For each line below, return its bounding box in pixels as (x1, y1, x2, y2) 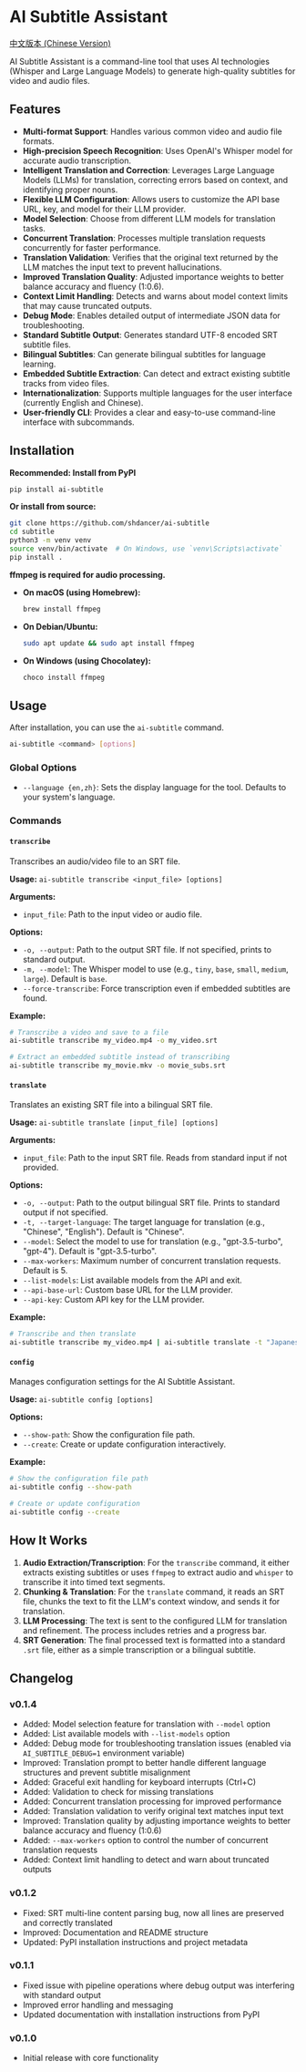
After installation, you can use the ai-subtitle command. (9, 722, 225, 733)
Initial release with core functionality (22, 2053, 159, 2064)
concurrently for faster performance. (22, 242, 161, 253)
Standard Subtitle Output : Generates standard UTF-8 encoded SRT (22, 329, 279, 340)
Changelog (9, 1670, 74, 1685)
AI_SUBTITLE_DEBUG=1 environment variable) (22, 1747, 185, 1758)
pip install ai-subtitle (9, 485, 104, 494)
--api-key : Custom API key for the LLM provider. (22, 1294, 205, 1305)
